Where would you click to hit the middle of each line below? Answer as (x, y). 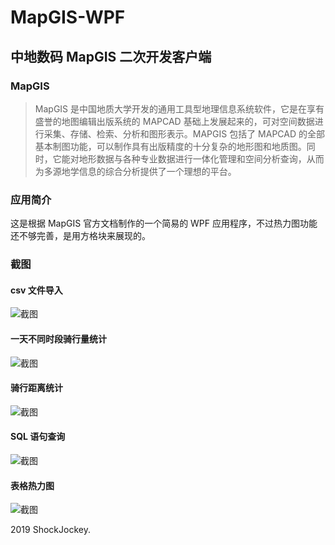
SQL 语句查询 (38, 437)
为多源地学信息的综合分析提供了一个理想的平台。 (135, 171)
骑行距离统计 (36, 388)
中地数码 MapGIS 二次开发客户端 (111, 56)
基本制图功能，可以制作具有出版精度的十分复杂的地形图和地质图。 (170, 146)
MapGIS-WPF (68, 17)
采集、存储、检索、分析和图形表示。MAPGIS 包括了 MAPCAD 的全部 (184, 133)
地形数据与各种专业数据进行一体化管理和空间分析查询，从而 (201, 158)
